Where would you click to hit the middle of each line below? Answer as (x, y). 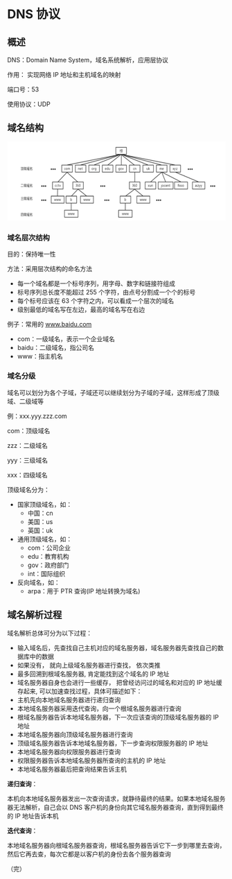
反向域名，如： (38, 582)
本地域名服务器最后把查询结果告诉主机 (72, 769)
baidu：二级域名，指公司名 (56, 348)
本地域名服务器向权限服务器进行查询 (69, 751)
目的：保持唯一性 (32, 254)
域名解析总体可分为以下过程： (50, 633)
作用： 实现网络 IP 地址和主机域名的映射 (64, 75)
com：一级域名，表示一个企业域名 (66, 339)
